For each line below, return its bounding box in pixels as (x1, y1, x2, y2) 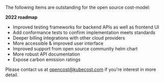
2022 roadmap (5, 14, 37, 20)
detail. (5, 72, 19, 78)
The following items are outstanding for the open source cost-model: (5, 5, 150, 10)
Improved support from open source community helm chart (12, 46, 138, 51)
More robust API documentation (12, 51, 80, 57)
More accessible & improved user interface (12, 40, 104, 46)
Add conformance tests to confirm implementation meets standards (12, 30, 156, 35)
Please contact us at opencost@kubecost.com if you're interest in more (5, 66, 156, 72)
